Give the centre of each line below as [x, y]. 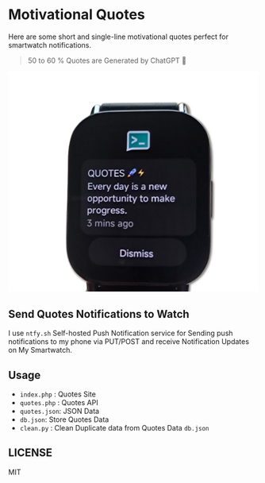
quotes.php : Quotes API [59, 403]
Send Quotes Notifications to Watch [99, 314]
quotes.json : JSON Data [60, 412]
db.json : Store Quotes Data [64, 419]
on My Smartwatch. [40, 350]
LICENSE [31, 453]
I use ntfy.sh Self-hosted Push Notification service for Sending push [121, 333]
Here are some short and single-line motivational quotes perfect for [118, 37]
